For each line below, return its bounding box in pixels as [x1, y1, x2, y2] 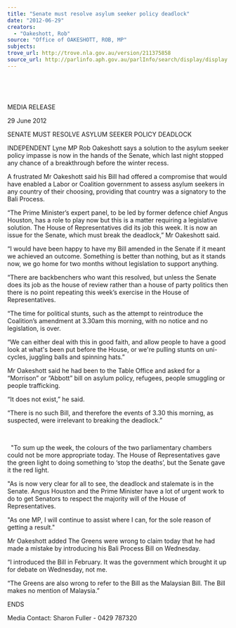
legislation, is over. [7, 324, 61, 332]
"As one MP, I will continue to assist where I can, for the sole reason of [7, 515, 211, 524]
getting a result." [7, 522, 55, 532]
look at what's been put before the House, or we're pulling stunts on [7, 345, 204, 353]
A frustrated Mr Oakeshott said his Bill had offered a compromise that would [7, 172, 228, 180]
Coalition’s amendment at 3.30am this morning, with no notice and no [7, 316, 209, 325]
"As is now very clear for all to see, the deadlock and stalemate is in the [7, 479, 214, 488]
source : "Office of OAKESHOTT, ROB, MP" [7, 37, 128, 44]
